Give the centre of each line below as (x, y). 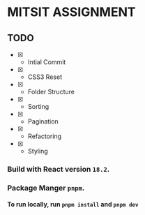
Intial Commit (47, 62)
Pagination (43, 121)
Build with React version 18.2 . (59, 169)
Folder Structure (51, 92)
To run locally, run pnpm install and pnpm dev (73, 205)
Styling (38, 151)
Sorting (38, 106)
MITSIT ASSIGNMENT (71, 12)
